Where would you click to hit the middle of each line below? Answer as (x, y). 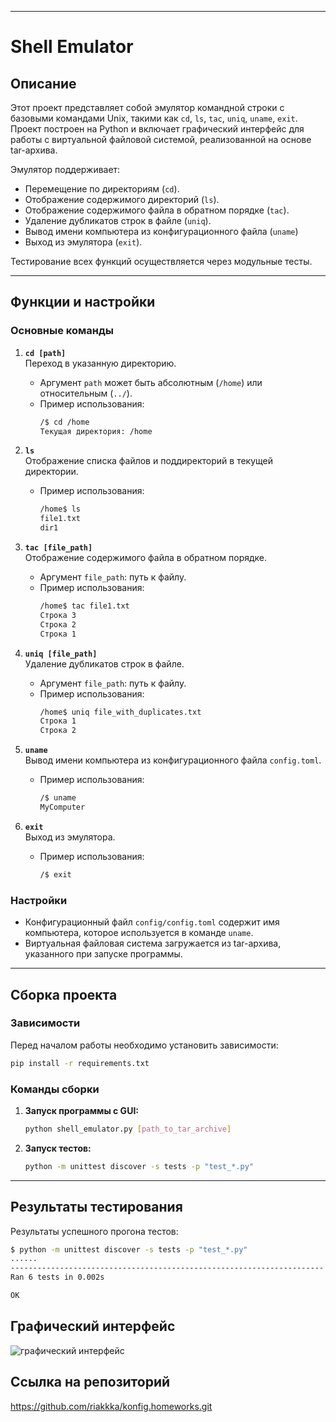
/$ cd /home (64, 422)
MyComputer (62, 807)
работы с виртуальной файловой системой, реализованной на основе (161, 139)
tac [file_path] (58, 548)
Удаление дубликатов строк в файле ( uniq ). (118, 220)
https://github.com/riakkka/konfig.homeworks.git (111, 1406)
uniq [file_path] (61, 654)
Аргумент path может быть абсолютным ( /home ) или (151, 382)
